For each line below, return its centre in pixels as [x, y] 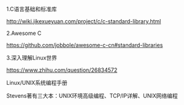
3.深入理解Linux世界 [32, 58]
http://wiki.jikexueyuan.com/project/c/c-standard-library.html [84, 21]
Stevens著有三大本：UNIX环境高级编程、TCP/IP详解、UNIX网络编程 [92, 96]
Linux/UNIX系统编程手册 [37, 83]
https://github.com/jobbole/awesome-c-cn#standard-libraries [85, 45]
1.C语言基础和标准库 [32, 9]
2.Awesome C [24, 33]
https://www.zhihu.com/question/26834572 [62, 70]
